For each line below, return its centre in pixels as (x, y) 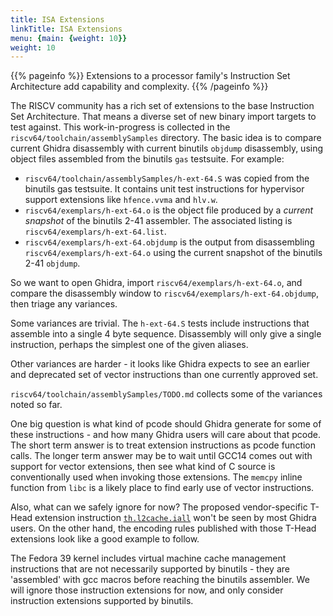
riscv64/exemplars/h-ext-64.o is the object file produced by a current (169, 210)
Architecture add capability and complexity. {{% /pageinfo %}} (139, 87)
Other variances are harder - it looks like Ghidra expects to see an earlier (160, 364)
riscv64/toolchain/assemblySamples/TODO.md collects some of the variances (166, 394)
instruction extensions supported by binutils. (102, 601)
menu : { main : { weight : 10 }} (69, 38)
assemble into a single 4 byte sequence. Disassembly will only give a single (166, 334)
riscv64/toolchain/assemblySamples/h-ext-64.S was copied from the (167, 178)
